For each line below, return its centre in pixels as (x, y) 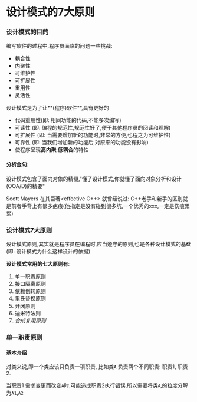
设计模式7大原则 (29, 230)
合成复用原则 (30, 320)
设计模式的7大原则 (51, 12)
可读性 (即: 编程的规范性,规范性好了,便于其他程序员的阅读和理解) (93, 128)
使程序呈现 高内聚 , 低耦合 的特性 (52, 150)
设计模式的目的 (27, 32)
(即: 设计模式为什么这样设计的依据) (48, 251)
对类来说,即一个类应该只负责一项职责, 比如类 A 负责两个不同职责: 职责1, (91, 367)
